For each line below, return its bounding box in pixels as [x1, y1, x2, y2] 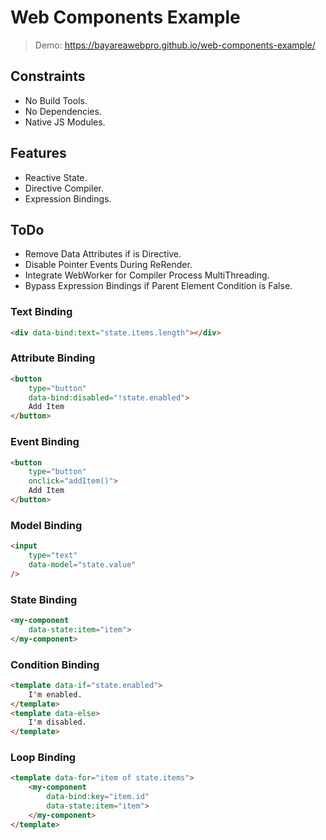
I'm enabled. [28, 689, 83, 700]
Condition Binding [10, 657, 100, 671]
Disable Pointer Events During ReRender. [24, 259, 193, 271]
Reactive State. [24, 171, 88, 183]
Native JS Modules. [24, 116, 106, 128]
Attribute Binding [10, 351, 96, 365]
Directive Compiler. [24, 182, 104, 194]
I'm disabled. [28, 717, 87, 728]
